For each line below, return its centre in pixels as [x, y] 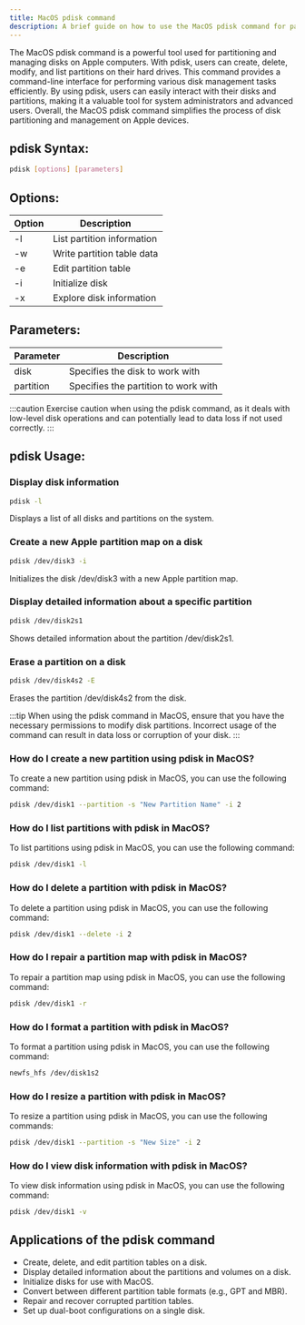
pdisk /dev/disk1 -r [49, 1003]
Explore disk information [105, 298]
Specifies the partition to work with [143, 386]
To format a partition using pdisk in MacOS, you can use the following [140, 1047]
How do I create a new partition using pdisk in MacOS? [132, 758]
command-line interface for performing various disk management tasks [143, 81]
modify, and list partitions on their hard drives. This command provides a [145, 71]
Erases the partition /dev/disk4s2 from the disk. [98, 698]
